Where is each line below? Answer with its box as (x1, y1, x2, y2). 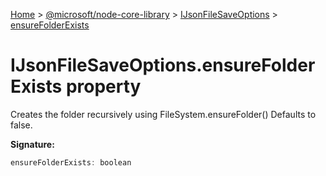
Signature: (10, 138, 55, 150)
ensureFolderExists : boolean (10, 157, 132, 168)
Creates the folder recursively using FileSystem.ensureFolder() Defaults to (10, 108, 317, 120)
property (65, 75, 142, 98)
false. (10, 119, 33, 131)
